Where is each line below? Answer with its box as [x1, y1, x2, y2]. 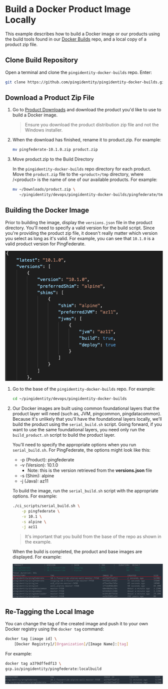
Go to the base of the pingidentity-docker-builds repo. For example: [12, 386, 156, 392]
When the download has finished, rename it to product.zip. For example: [12, 137, 161, 143]
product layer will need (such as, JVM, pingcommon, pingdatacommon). [12, 410, 161, 417]
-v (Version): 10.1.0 [19, 462, 58, 468]
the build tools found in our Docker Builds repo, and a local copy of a [5, 36, 146, 42]
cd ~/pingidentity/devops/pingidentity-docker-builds [12, 396, 127, 402]
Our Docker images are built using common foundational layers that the [12, 405, 160, 411]
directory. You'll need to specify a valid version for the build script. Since [5, 225, 155, 231]
